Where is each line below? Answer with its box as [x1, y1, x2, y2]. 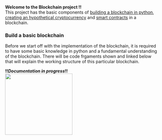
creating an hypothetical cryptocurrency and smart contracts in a [5, 15, 137, 20]
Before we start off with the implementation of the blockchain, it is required [5, 43, 156, 49]
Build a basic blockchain [5, 32, 64, 39]
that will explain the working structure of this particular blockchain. [5, 59, 139, 65]
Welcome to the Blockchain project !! [5, 4, 82, 10]
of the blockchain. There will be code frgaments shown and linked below [5, 53, 152, 59]
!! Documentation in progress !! [5, 68, 68, 74]
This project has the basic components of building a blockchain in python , [5, 9, 154, 15]
